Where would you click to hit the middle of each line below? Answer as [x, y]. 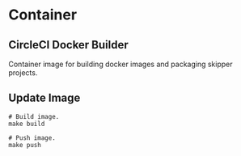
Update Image [44, 98]
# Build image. [34, 116]
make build [27, 124]
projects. [23, 73]
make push [25, 145]
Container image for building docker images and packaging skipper [120, 64]
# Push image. [32, 138]
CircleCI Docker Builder [69, 45]
